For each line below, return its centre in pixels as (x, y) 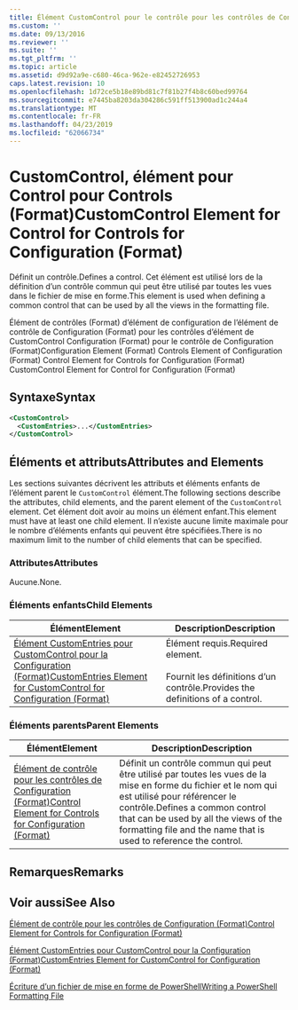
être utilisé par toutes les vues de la (193, 774)
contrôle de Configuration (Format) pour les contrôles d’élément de (132, 331)
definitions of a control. (214, 698)
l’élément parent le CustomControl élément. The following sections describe (145, 493)
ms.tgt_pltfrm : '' (43, 59)
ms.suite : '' (33, 51)
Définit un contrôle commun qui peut (196, 762)
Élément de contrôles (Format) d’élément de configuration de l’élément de (144, 322)
